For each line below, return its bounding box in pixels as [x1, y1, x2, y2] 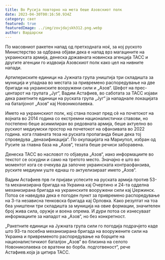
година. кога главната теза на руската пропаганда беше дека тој [5, 131, 141, 137]
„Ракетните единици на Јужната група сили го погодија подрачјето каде [5, 223, 158, 229]
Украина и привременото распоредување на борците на [5, 233, 125, 239]
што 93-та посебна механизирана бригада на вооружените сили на [5, 228, 148, 234]
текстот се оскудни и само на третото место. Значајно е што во [5, 157, 140, 162]
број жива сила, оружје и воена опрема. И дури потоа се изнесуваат [5, 208, 151, 214]
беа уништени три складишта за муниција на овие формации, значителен [5, 203, 161, 209]
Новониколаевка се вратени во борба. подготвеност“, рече [5, 244, 131, 250]
